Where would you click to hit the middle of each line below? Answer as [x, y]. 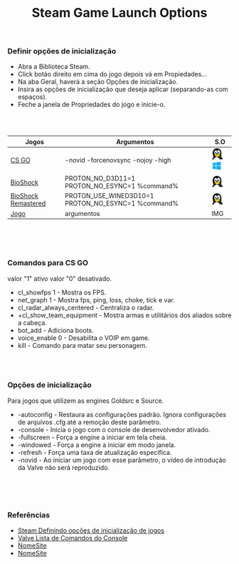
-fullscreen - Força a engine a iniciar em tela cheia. [92, 437]
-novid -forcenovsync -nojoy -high [118, 160]
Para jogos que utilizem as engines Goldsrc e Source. [86, 401]
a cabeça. [32, 322]
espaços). [32, 97]
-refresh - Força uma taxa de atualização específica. [95, 452]
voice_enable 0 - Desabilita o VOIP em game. [84, 338]
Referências [29, 515]
